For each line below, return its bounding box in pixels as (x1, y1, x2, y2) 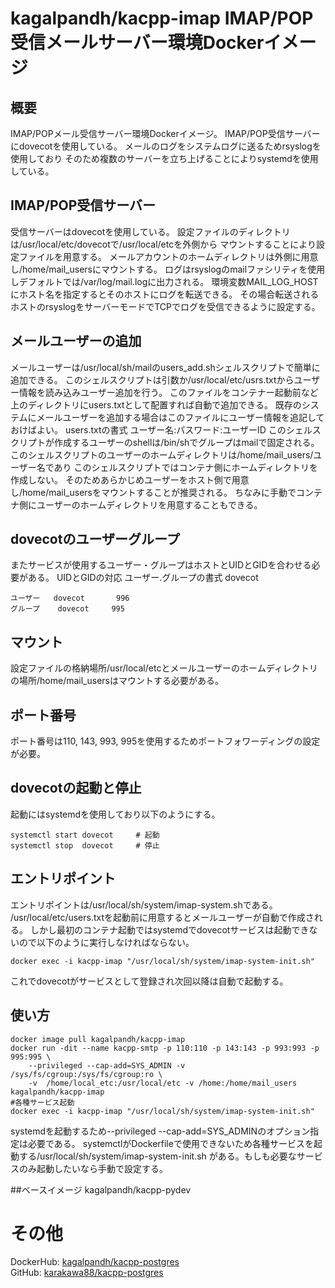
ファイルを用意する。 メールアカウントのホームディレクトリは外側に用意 (18, 250, 319, 262)
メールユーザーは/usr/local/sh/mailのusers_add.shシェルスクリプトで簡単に (10, 361, 321, 373)
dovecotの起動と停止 (10, 780, 142, 797)
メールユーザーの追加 (10, 333, 142, 350)
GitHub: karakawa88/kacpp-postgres (10, 1267, 164, 1279)
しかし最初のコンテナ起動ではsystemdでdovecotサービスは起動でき (29, 923, 310, 936)
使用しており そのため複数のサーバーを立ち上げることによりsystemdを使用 (10, 153, 319, 164)
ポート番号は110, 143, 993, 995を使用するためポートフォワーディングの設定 (10, 735, 321, 747)
